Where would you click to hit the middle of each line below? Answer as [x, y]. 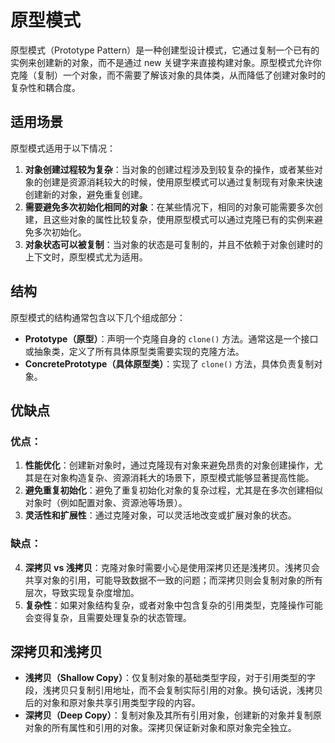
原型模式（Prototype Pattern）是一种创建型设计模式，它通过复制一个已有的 [165, 50]
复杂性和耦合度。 [45, 87]
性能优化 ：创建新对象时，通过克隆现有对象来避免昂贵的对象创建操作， [169, 465]
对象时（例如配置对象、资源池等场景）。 [106, 503]
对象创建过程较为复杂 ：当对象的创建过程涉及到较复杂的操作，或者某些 [169, 169]
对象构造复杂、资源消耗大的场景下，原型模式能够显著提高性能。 [183, 478]
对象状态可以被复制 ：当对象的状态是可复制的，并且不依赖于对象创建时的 [173, 244]
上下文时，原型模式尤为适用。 [86, 257]
